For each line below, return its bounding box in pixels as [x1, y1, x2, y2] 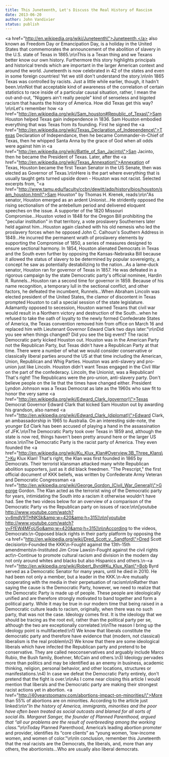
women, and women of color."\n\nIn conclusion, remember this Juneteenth [5, 735, 161, 741]
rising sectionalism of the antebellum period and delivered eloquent [5, 202, 145, 208]
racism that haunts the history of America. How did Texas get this [5, 100, 141, 106]
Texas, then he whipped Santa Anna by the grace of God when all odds [5, 138, 153, 144]
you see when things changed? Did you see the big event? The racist [5, 331, 149, 337]
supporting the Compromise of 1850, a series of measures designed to [5, 240, 152, 246]
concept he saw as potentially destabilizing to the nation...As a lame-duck [5, 261, 159, 268]
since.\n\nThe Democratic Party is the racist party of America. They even [5, 439, 157, 445]
